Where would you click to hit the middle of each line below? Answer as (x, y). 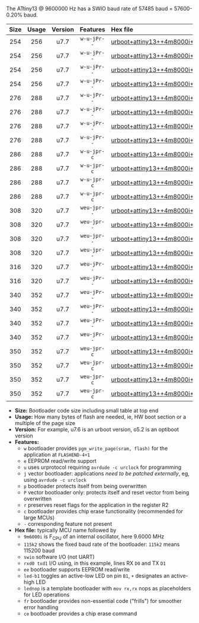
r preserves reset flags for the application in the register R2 (96, 505)
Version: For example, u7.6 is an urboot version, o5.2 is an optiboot (97, 429)
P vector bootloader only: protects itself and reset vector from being (106, 492)
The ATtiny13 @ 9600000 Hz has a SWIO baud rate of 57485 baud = (89, 9)
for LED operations (46, 595)
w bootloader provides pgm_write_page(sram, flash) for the (96, 448)
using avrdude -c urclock (55, 480)
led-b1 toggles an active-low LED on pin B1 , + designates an (97, 576)
